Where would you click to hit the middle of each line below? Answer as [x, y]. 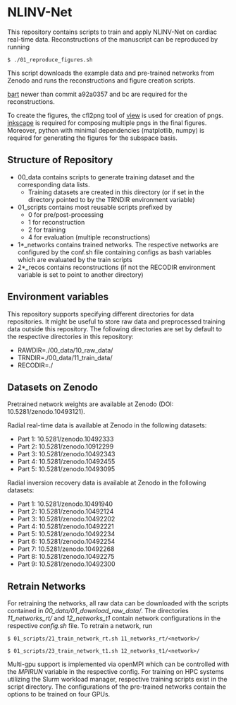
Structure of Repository [60, 160]
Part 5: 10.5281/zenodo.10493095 [66, 469]
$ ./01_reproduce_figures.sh [50, 60]
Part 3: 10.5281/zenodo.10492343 [66, 454]
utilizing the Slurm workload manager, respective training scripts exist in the [117, 680]
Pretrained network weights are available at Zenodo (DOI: [91, 404]
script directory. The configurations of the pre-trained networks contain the [117, 687]
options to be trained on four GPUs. [59, 694]
